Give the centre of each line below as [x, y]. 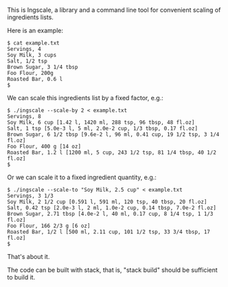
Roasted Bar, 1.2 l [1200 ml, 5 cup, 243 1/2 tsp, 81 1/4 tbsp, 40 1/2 [112, 152]
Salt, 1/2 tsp [27, 61]
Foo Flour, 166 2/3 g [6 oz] [49, 226]
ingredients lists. [30, 17]
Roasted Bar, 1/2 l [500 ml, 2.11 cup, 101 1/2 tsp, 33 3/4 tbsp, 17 [109, 232]
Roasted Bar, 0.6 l [35, 79]
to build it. [21, 277]
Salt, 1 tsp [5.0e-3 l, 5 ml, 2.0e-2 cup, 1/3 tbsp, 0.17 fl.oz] [102, 128]
